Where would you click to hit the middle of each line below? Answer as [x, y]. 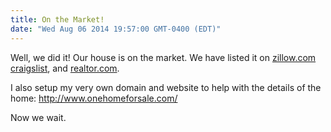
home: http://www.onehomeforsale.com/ [94, 98]
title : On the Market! [57, 19]
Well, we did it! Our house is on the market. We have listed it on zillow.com [163, 57]
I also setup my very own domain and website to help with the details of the [166, 87]
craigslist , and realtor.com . [65, 68]
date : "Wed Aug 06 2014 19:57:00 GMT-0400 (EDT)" [116, 29]
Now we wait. [38, 117]
